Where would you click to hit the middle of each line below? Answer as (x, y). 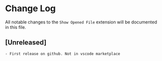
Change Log (30, 9)
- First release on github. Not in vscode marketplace (63, 54)
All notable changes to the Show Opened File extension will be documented (81, 22)
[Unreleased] (26, 43)
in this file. (16, 27)
